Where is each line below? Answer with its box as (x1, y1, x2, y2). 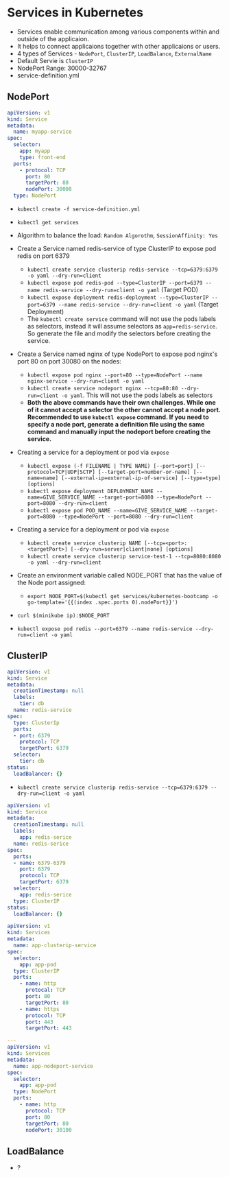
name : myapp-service (13, 128, 72, 135)
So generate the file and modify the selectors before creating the (27, 329, 211, 337)
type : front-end (19, 154, 67, 160)
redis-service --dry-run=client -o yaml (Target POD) (43, 286, 199, 294)
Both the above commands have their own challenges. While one (27, 399, 216, 406)
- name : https (19, 1006, 60, 1012)
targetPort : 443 (25, 1025, 72, 1032)
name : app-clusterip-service (13, 942, 97, 949)
